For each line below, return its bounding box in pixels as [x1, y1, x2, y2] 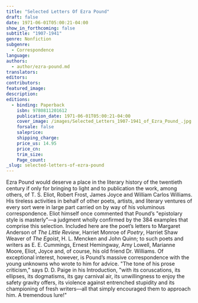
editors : [6, 74, 28, 80]
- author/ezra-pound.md [11, 63, 70, 70]
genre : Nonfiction [6, 36, 51, 42]
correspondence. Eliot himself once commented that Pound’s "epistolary [6, 210, 183, 217]
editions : [6, 96, 31, 102]
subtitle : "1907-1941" [6, 31, 62, 37]
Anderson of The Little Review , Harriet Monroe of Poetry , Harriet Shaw [6, 229, 178, 236]
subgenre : [6, 42, 31, 48]
